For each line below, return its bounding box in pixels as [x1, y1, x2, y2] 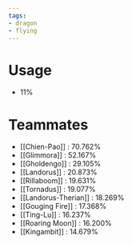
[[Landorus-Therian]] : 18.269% [19, 193, 125, 202]
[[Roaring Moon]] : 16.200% [19, 218, 112, 228]
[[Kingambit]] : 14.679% [19, 227, 98, 237]
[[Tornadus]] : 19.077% [19, 185, 96, 194]
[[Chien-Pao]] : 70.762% [19, 142, 102, 152]
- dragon [8, 19, 38, 27]
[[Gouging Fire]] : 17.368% [19, 202, 106, 211]
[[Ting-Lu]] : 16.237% [19, 210, 91, 220]
